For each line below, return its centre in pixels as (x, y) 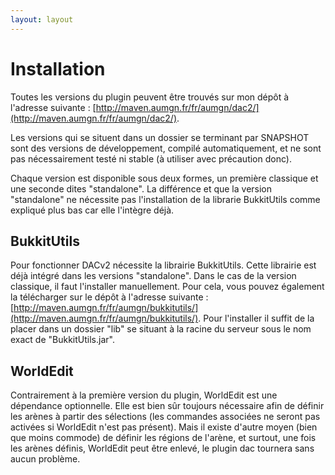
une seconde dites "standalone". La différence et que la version (141, 188)
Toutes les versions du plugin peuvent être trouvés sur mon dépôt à (150, 97)
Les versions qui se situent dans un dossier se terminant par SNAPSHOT (160, 137)
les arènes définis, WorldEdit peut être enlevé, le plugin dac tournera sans (162, 448)
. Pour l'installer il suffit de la (256, 318)
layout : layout (42, 19)
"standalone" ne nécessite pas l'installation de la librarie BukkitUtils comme (165, 199)
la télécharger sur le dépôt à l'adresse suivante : (109, 297)
